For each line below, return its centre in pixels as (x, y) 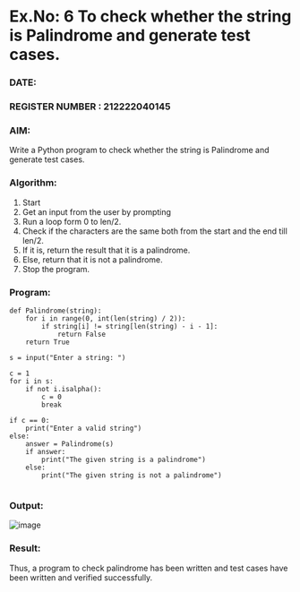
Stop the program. (56, 269)
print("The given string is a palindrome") (124, 459)
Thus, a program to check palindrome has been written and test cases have (149, 568)
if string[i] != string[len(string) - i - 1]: (130, 326)
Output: (26, 505)
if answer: (46, 451)
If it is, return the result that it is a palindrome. (106, 250)
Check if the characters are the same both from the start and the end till (155, 231)
